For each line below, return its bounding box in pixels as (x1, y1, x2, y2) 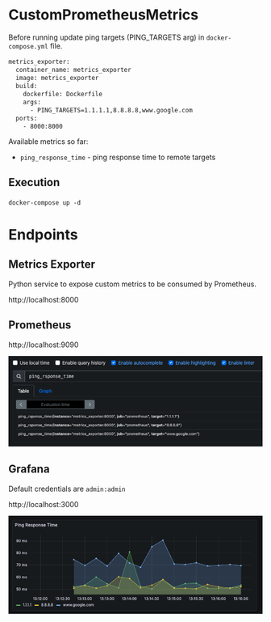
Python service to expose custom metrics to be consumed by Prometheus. (8, 279, 256, 289)
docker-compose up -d (8, 198, 81, 207)
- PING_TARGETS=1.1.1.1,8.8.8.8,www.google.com (29, 106, 194, 114)
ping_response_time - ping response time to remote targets (19, 152, 216, 162)
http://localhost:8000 (8, 294, 79, 304)
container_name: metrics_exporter (15, 66, 131, 74)
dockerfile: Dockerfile (23, 90, 103, 98)
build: (15, 82, 38, 90)
